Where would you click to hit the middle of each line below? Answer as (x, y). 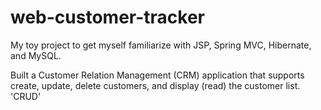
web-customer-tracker (107, 17)
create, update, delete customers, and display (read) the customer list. (155, 85)
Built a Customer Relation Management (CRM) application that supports (157, 75)
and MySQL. (36, 55)
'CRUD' (26, 96)
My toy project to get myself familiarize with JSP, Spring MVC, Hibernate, (161, 45)
